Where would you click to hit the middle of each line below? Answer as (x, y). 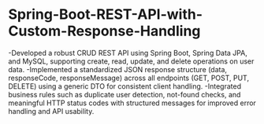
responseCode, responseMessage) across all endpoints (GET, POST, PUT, (129, 78)
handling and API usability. (51, 111)
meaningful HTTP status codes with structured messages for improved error (132, 103)
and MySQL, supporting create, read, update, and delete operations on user (131, 61)
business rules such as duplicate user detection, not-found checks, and (125, 94)
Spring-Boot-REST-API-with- (106, 15)
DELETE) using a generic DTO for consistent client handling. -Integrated (125, 86)
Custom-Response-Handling (104, 31)
